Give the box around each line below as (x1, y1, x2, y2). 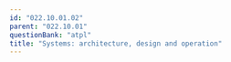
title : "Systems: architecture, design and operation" (9, 38, 223, 48)
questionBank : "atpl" (9, 30, 92, 39)
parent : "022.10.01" (9, 22, 89, 31)
